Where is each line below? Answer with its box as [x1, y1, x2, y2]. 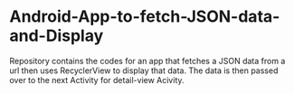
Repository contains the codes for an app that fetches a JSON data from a [9, 55, 286, 66]
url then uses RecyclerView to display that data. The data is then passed [9, 65, 279, 76]
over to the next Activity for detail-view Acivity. [9, 74, 185, 85]
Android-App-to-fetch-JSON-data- [9, 6, 280, 27]
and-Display [9, 25, 104, 46]
